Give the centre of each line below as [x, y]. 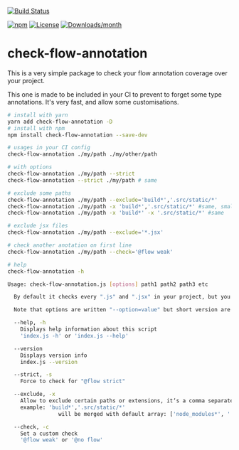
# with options [30, 167]
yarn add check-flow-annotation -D [60, 122]
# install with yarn [38, 115]
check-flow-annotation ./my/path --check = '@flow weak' [90, 252]
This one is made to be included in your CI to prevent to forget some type [115, 94]
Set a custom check [49, 434]
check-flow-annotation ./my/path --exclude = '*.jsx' [85, 232]
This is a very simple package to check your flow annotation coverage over [117, 73]
